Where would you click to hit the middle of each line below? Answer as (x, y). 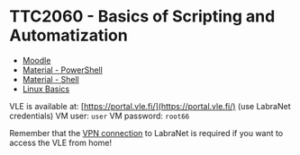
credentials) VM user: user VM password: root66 (100, 116)
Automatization (68, 35)
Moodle (36, 60)
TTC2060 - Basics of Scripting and (142, 17)
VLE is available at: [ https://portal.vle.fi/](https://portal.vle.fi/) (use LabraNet (150, 106)
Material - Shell (50, 79)
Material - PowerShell (63, 70)
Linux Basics (46, 89)
